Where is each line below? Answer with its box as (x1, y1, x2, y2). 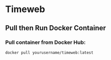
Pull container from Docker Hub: (5, 39, 86, 46)
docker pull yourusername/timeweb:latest (5, 50, 94, 55)
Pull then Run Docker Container (5, 24, 106, 32)
